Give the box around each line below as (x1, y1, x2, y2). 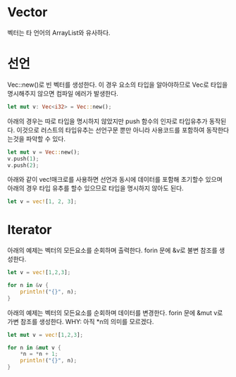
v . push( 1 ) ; (7, 155, 39, 162)
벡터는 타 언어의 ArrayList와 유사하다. (7, 28, 111, 37)
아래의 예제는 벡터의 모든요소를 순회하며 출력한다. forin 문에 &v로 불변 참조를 (7, 246, 218, 254)
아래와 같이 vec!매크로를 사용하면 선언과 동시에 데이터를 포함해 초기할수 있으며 (7, 175, 223, 184)
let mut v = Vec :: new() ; (7, 149, 80, 156)
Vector (7, 4, 48, 20)
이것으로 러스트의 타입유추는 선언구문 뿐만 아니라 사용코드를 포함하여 (16, 125, 205, 134)
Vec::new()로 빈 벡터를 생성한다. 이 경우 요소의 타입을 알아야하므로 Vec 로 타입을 (7, 80, 228, 89)
